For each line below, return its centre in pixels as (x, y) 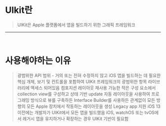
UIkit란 (19, 10)
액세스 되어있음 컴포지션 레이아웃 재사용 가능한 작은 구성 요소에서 (93, 87)
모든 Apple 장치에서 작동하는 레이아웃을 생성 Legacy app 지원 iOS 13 (93, 106)
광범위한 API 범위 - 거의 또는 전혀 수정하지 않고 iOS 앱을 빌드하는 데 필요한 (89, 75)
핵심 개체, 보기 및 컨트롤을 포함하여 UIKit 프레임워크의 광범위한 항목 (82, 82)
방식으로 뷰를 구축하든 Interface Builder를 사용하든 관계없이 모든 (93, 100)
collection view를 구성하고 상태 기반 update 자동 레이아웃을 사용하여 (84, 94)
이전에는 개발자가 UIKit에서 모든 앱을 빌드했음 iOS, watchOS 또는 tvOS (86, 112)
